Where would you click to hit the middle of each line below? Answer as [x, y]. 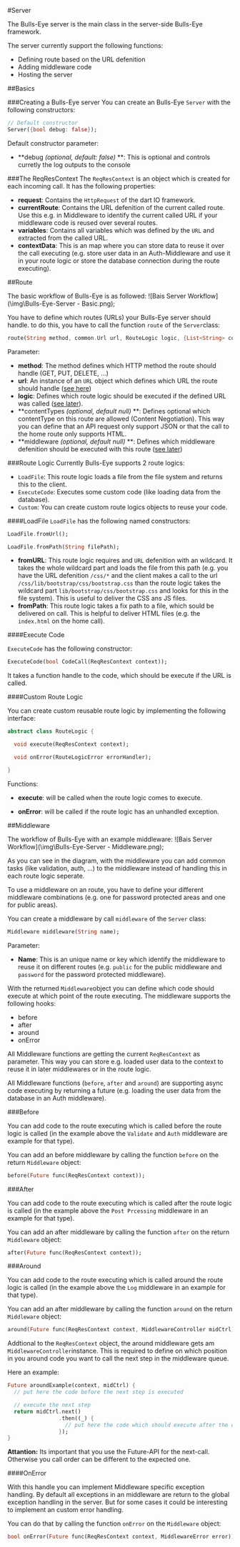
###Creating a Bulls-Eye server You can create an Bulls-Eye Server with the [119, 102]
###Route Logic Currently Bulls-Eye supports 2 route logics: [96, 463]
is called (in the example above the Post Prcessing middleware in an [108, 1211]
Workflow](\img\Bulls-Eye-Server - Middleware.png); [86, 846]
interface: [21, 719]
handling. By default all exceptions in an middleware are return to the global [119, 1495]
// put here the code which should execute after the [146, 1425]
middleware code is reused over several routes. [87, 222]
